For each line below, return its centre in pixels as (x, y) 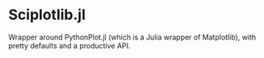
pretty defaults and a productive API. (69, 45)
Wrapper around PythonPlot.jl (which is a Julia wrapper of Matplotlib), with (132, 37)
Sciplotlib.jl (47, 15)
